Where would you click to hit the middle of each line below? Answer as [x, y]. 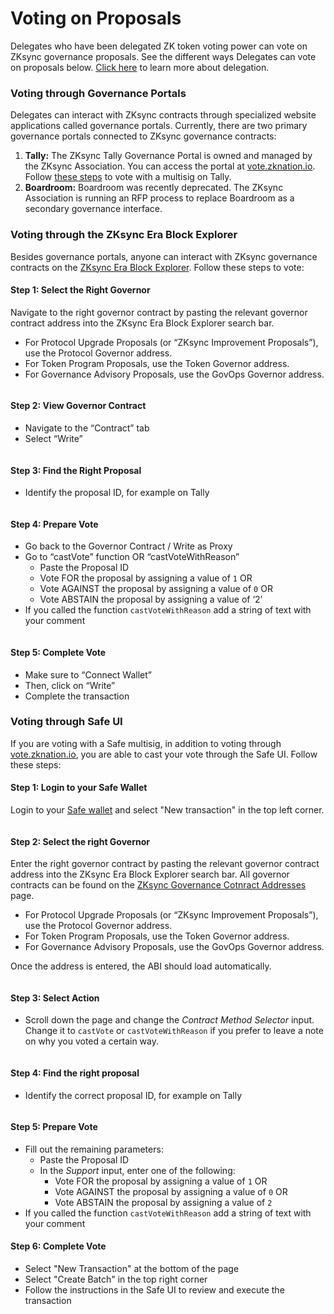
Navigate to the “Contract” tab [87, 428]
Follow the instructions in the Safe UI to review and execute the [154, 1290]
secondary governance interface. [93, 209]
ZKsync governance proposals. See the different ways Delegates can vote [163, 56]
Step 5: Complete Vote [58, 652]
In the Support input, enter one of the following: [137, 1170]
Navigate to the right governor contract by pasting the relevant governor [159, 312]
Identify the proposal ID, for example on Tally [117, 493]
